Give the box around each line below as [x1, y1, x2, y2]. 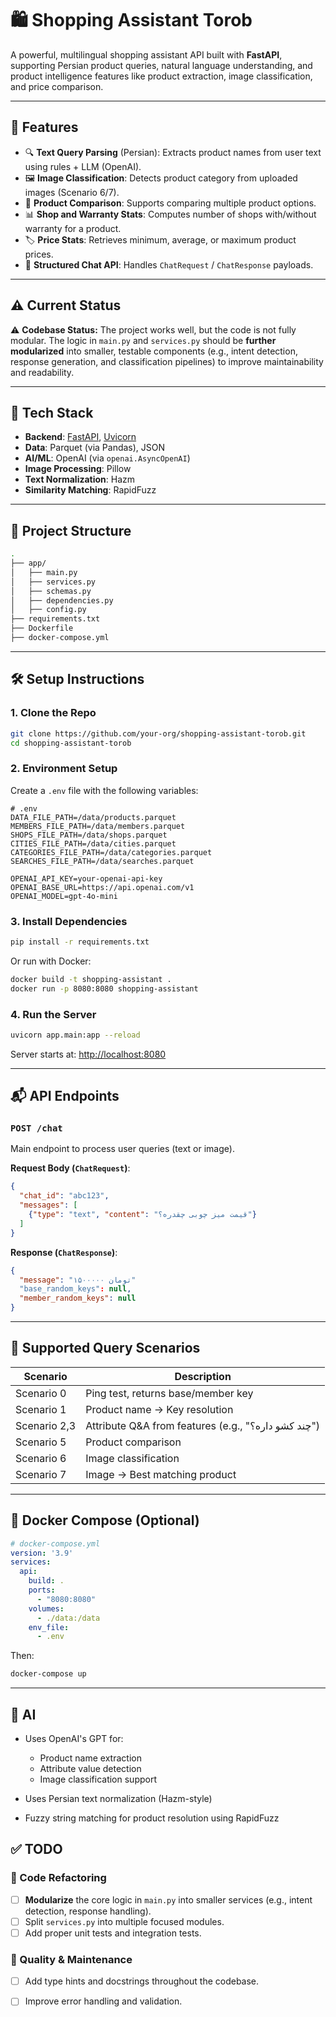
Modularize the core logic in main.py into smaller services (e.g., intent [24, 1893, 313, 1906]
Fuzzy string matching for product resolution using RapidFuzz [24, 1812, 280, 1824]
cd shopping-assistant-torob [10, 738, 132, 748]
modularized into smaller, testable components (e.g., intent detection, [10, 345, 298, 357]
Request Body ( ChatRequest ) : [10, 1162, 131, 1174]
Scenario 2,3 [15, 1418, 77, 1432]
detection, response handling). [24, 1905, 152, 1917]
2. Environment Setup [10, 762, 118, 776]
